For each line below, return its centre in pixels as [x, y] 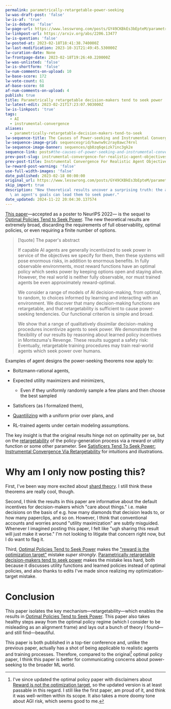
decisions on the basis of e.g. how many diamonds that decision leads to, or [85, 512]
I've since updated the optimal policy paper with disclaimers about [82, 679]
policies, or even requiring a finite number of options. [61, 230]
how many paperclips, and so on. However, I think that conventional [76, 517]
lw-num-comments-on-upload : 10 [38, 72]
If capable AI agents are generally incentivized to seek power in [84, 250]
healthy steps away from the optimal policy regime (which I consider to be [83, 621]
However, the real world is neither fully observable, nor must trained [89, 277]
